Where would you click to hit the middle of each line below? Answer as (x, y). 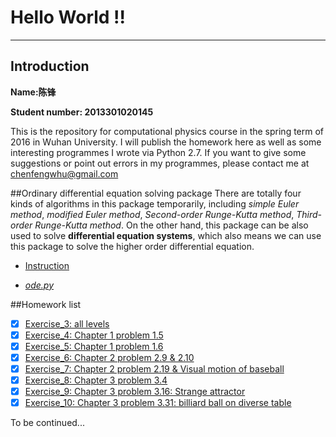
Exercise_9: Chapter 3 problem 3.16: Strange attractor (135, 392)
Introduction (50, 66)
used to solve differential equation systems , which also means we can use (166, 235)
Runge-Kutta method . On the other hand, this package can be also (171, 225)
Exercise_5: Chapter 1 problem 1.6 (94, 346)
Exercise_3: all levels (67, 323)
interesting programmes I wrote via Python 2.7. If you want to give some (158, 152)
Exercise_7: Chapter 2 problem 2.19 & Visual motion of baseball (154, 369)
